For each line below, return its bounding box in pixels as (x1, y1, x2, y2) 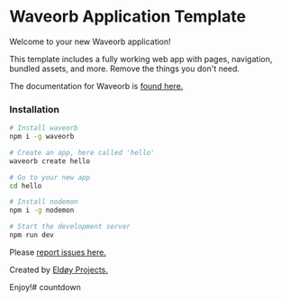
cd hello (9, 181, 42, 190)
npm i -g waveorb (9, 132, 75, 141)
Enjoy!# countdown (9, 281, 81, 292)
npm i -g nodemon (9, 205, 75, 215)
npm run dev (9, 231, 54, 240)
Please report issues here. (9, 246, 106, 258)
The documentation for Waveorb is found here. (9, 80, 184, 91)
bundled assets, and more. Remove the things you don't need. (9, 63, 240, 74)
